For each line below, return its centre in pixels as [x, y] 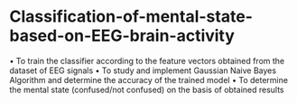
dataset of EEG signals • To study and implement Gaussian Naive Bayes [143, 70]
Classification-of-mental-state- [131, 17]
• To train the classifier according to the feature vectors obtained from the [147, 61]
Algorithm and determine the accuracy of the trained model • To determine [149, 80]
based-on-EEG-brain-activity [122, 36]
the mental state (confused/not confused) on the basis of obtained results [147, 89]
